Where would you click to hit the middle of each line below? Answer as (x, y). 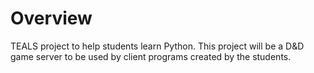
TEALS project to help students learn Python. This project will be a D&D (157, 46)
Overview (51, 18)
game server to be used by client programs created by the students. (151, 56)
